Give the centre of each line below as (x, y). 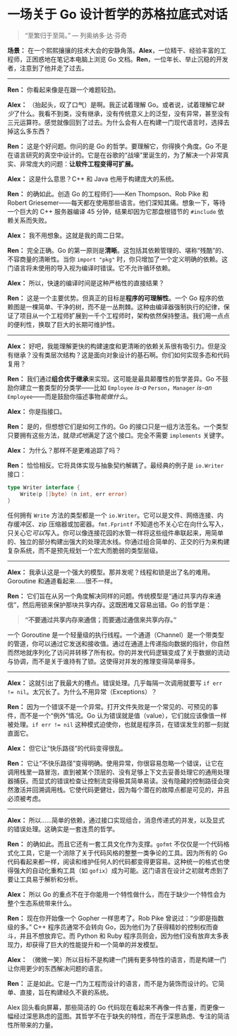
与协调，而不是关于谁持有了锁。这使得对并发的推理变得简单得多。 (103, 661)
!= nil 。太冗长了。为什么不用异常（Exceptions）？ (82, 691)
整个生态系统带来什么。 (41, 903)
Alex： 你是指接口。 (37, 411)
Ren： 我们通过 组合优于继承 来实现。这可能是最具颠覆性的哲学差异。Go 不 (115, 379)
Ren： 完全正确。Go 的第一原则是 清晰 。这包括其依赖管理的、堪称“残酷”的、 (117, 250)
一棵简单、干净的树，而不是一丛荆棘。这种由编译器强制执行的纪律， (124, 306)
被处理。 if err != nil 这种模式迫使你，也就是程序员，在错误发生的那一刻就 (119, 724)
